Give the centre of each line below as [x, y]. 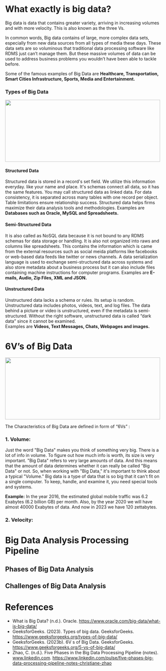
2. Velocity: [19, 520]
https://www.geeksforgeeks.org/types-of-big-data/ [65, 637]
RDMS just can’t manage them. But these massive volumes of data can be [81, 54]
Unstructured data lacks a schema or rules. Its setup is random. [70, 300]
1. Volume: [18, 439]
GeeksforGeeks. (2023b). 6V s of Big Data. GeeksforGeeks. [73, 642]
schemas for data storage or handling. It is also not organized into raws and [82, 241]
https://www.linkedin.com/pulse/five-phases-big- [103, 658]
